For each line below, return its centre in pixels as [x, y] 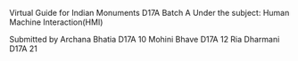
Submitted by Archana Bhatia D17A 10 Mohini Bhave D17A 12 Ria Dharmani [145, 39]
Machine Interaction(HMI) [56, 22]
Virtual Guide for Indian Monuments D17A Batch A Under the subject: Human [149, 13]
